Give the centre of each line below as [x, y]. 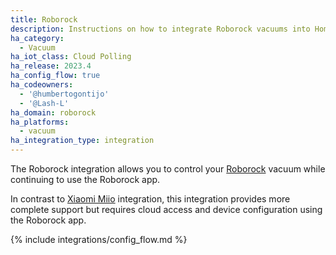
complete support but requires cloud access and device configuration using [166, 209]
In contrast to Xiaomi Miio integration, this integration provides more [150, 199]
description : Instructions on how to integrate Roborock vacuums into [160, 29]
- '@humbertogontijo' [64, 94]
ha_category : [37, 38]
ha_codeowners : [42, 85]
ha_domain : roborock [53, 112]
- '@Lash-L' [44, 103]
